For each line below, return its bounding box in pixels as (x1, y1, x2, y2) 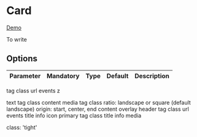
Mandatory (46, 72, 80, 80)
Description (134, 72, 170, 80)
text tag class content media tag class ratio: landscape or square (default (6, 98, 191, 106)
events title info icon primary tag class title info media (6, 111, 142, 119)
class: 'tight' (6, 124, 37, 131)
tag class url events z (6, 87, 60, 94)
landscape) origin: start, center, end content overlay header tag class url (6, 105, 189, 113)
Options (6, 53, 38, 64)
